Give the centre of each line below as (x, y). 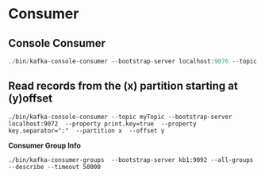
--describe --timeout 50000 (55, 167)
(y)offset (31, 99)
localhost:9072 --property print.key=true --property (102, 124)
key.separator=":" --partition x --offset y (86, 131)
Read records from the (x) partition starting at (123, 86)
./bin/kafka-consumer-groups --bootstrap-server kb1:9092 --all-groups (131, 160)
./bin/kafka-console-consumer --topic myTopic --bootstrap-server (120, 117)
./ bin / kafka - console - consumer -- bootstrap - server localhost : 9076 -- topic (133, 61)
